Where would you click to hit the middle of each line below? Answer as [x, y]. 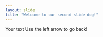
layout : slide [20, 10]
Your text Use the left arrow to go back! [46, 29]
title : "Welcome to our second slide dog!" [52, 15]
